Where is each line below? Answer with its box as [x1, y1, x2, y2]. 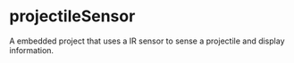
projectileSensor [9, 6, 136, 27]
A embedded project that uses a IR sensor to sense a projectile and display [9, 35, 285, 46]
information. [9, 44, 55, 55]
